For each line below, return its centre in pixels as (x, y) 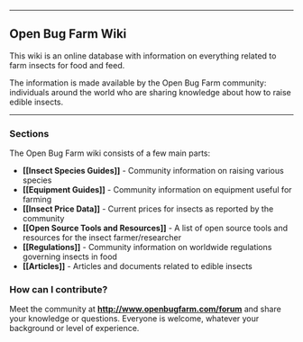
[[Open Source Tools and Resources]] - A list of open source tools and (155, 228)
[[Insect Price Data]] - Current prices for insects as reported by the (148, 209)
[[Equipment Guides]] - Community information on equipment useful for (157, 190)
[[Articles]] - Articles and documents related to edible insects (137, 266)
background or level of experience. (74, 328)
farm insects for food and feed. (67, 65)
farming (37, 200)
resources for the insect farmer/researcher (102, 238)
